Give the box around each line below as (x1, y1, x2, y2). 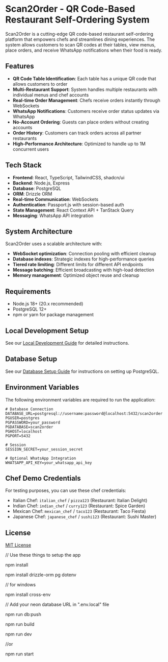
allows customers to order (12, 81, 68, 87)
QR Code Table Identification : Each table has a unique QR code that (12, 75, 156, 82)
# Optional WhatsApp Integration (5, 456, 76, 461)
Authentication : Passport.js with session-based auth (12, 201, 124, 207)
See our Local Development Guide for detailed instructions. (5, 340, 130, 346)
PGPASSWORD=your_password (5, 420, 60, 425)
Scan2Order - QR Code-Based (5, 3, 135, 15)
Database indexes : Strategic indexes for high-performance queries (12, 256, 154, 262)
